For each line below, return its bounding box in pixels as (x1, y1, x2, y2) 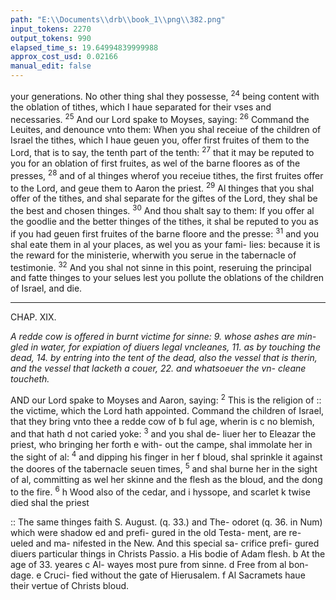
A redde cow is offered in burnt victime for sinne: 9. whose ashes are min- (10, 331, 317, 343)
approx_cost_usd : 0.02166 (10, 52, 118, 62)
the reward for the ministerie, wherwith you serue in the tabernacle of (10, 249, 297, 261)
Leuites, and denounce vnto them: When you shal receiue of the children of (10, 124, 322, 136)
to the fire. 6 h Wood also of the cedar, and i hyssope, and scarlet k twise (10, 484, 311, 498)
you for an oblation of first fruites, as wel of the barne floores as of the (10, 157, 301, 169)
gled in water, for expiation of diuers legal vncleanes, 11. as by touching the (10, 341, 322, 353)
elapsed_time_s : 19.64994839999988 (10, 42, 159, 53)
